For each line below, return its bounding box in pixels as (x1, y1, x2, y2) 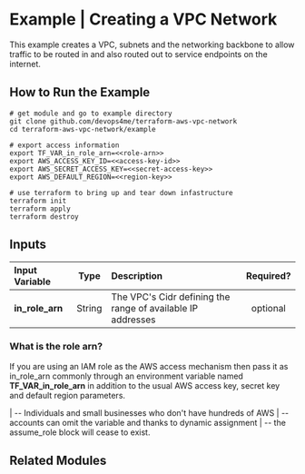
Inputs (9, 237, 47, 252)
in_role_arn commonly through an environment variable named (9, 370, 243, 381)
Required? (246, 269, 291, 281)
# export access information (9, 141, 120, 150)
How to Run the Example (9, 84, 151, 100)
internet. (9, 58, 41, 69)
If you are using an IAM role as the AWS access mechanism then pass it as (9, 360, 289, 371)
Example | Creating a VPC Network (9, 9, 278, 30)
